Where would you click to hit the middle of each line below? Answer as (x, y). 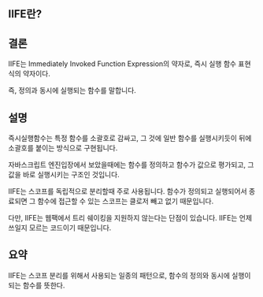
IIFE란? (25, 14)
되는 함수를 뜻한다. (37, 285)
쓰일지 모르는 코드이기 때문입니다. (60, 228)
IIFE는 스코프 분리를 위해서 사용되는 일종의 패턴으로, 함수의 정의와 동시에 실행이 (130, 275)
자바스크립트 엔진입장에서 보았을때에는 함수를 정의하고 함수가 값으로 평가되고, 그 (131, 165)
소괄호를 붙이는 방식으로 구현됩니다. (63, 148)
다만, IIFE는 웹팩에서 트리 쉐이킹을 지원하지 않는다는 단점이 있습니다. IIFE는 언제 (130, 218)
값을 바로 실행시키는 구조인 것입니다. (64, 175)
